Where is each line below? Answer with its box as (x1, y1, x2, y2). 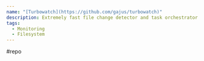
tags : (6, 20, 20, 26)
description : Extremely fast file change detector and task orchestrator (6, 14, 199, 21)
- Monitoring (12, 25, 45, 32)
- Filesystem (12, 31, 45, 37)
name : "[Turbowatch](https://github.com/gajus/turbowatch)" (6, 8, 163, 15)
